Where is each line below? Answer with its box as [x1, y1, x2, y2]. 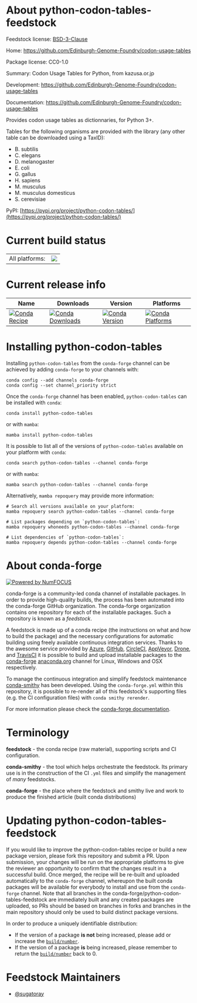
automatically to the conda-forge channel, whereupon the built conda [6, 877, 173, 884]
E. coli [14, 164, 30, 171]
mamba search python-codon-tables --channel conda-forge [6, 481, 148, 487]
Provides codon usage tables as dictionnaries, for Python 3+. [6, 116, 154, 124]
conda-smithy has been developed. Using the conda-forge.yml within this [6, 681, 184, 689]
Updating [6, 813, 53, 827]
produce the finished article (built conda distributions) [6, 793, 137, 801]
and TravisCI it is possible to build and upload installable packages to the [6, 651, 182, 658]
